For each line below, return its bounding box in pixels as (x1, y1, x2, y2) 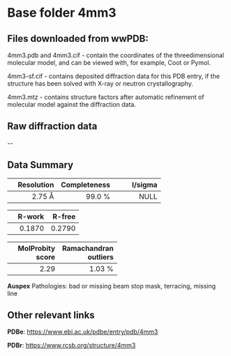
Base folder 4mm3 (7, 5, 117, 21)
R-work (17, 211, 45, 221)
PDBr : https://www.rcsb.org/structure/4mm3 (7, 341, 136, 350)
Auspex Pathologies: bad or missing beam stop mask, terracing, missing (7, 281, 216, 290)
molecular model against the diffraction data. (7, 100, 136, 109)
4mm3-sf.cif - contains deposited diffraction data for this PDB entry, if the (7, 72, 220, 80)
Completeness (60, 180, 110, 189)
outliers (87, 252, 114, 262)
